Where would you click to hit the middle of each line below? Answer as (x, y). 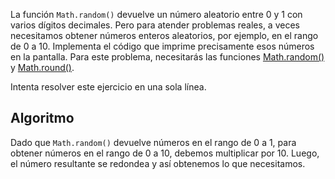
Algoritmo (42, 118)
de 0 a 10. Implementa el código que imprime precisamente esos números (162, 46)
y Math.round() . (42, 67)
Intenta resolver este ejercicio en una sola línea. (108, 87)
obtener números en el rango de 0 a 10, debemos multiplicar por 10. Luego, (165, 153)
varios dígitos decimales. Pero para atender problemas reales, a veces (155, 25)
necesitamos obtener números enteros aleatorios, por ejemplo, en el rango (164, 35)
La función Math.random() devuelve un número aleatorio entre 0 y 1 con (156, 14)
